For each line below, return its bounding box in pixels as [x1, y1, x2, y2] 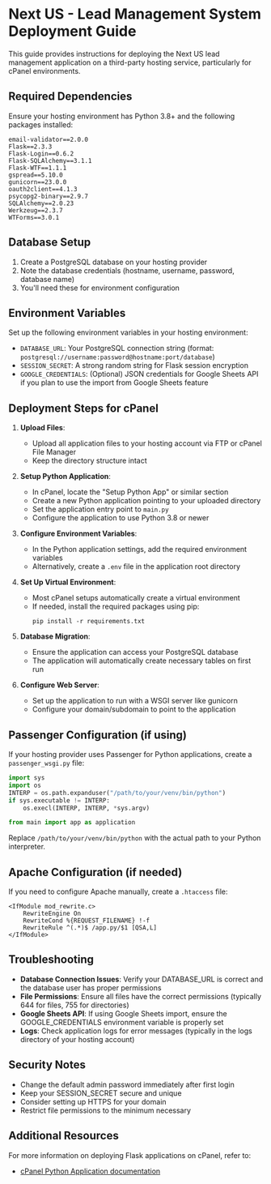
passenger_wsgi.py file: [8, 759, 85, 767]
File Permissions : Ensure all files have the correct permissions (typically [19, 991, 261, 1001]
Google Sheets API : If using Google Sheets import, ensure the [19, 1008, 228, 1018]
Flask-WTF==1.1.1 [8, 164, 67, 172]
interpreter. [8, 842, 46, 852]
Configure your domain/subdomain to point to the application [32, 704, 236, 714]
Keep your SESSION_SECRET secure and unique [19, 1088, 182, 1098]
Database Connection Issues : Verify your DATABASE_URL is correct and [19, 974, 264, 984]
